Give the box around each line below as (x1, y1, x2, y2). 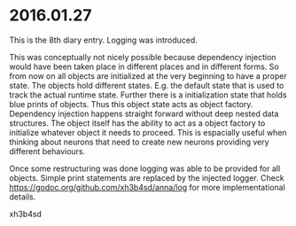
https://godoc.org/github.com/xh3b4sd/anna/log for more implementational (9, 182, 285, 192)
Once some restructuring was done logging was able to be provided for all (9, 163, 281, 174)
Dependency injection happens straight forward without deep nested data (9, 108, 279, 119)
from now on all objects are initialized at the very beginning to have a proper (9, 70, 287, 81)
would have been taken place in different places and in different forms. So (9, 61, 279, 72)
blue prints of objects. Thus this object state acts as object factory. (9, 98, 253, 109)
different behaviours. (9, 145, 86, 156)
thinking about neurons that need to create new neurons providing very (9, 136, 269, 147)
